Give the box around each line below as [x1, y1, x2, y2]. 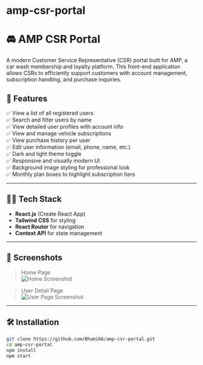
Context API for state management [14, 229, 103, 236]
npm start [6, 353, 31, 359]
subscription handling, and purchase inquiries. [6, 76, 122, 83]
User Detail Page [21, 286, 63, 294]
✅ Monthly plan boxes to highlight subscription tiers [6, 170, 135, 178]
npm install [6, 347, 36, 354]
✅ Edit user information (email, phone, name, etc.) [6, 143, 131, 150]
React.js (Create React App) [14, 210, 86, 218]
